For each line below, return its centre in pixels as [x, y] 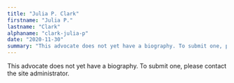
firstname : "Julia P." [40, 20]
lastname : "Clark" [34, 27]
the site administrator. [38, 73]
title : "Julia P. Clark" [43, 14]
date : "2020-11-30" [36, 40]
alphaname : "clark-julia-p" [48, 33]
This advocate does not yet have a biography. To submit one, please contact [117, 66]
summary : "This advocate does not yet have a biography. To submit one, [115, 46]
